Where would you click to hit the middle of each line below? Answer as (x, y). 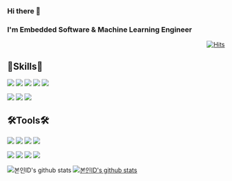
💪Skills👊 (25, 66)
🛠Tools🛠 (28, 121)
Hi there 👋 (24, 11)
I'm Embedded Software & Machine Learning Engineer (99, 29)
